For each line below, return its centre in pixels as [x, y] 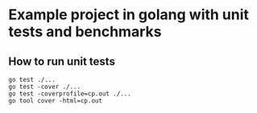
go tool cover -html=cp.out [56, 101]
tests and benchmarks [85, 32]
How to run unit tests [62, 61]
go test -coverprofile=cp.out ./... [70, 94]
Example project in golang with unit [129, 15]
